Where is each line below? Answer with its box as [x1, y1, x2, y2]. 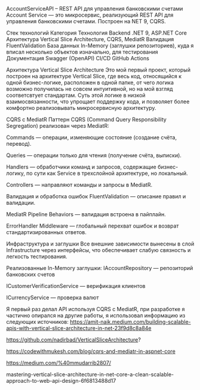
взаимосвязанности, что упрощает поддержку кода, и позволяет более [6, 98, 190, 105]
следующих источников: [6, 318, 69, 325]
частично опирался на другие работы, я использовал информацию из [6, 312, 186, 319]
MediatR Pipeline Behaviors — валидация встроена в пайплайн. [6, 211, 166, 217]
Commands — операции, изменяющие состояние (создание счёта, [6, 134, 177, 141]
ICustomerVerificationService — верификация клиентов [6, 282, 146, 289]
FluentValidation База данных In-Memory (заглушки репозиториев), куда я [6, 42, 194, 49]
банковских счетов [6, 271, 56, 278]
